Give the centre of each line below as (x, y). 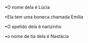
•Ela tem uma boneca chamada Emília (44, 17)
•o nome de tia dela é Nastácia (37, 36)
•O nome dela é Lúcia (27, 7)
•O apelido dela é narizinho (33, 26)
